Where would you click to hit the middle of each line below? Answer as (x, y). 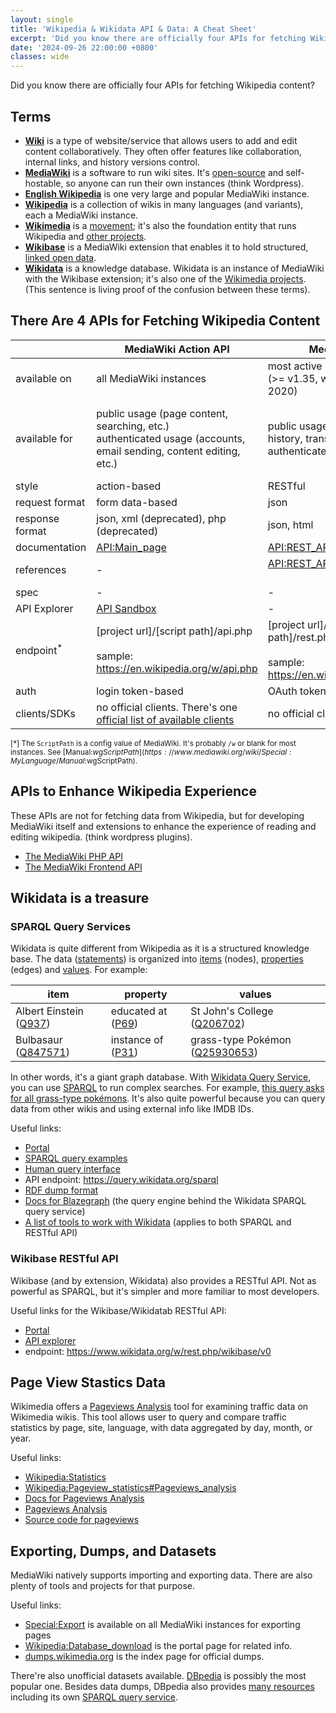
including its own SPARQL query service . (94, 1697)
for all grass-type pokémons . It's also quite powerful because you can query (168, 1098)
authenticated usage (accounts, (171, 438)
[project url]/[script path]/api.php (174, 631)
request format (50, 502)
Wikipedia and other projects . (85, 236)
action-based (129, 486)
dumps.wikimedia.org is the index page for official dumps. (144, 1657)
